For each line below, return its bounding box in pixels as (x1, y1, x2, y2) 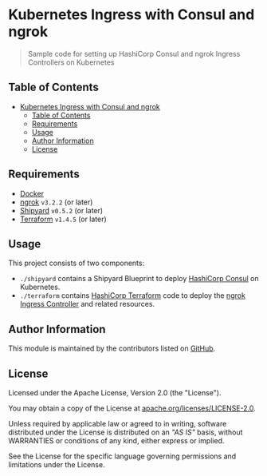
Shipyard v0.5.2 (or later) (19, 205, 104, 215)
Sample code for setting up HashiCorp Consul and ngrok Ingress (27, 49, 241, 58)
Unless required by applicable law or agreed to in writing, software (8, 419, 227, 428)
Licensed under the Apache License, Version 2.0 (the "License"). (8, 388, 222, 397)
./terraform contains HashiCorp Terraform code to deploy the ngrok (19, 291, 245, 300)
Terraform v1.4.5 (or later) (19, 214, 108, 224)
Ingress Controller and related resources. (19, 299, 155, 309)
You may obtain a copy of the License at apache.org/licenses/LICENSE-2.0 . (8, 403, 257, 413)
